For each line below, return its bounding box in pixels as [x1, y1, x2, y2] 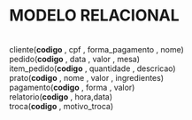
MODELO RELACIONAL [9, 5, 180, 26]
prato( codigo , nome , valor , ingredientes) [9, 72, 165, 83]
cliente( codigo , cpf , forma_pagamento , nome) [9, 44, 184, 54]
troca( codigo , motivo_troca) [9, 100, 114, 111]
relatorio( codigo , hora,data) [9, 91, 113, 102]
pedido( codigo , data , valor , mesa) [9, 53, 140, 64]
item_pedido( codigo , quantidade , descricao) [9, 63, 176, 74]
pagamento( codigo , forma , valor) [9, 82, 135, 92]
